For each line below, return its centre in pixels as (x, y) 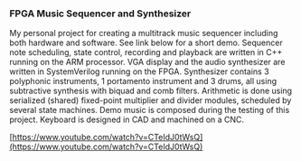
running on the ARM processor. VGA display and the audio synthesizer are (147, 62)
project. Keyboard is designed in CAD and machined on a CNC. (127, 119)
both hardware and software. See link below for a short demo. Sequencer (146, 43)
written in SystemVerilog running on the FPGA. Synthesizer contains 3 (139, 71)
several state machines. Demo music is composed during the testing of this (150, 110)
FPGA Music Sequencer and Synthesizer (100, 14)
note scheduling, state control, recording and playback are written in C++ (146, 52)
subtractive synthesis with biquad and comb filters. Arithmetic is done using (150, 91)
